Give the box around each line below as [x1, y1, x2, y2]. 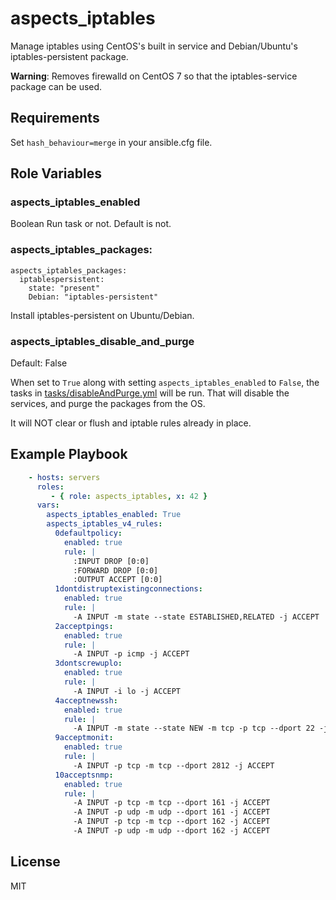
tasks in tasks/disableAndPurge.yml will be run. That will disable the [10, 387, 290, 399]
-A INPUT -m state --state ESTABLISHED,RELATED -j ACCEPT [73, 612, 320, 622]
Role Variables [10, 165, 102, 182]
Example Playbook [10, 446, 128, 463]
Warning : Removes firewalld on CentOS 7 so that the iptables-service [10, 70, 298, 82]
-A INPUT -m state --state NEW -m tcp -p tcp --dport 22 [73, 723, 315, 734]
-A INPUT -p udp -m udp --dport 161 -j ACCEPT [73, 807, 271, 817]
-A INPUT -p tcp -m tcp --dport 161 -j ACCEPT [73, 798, 271, 808]
